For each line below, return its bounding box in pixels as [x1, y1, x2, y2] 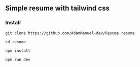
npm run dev [5, 57, 30, 62]
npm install [5, 48, 30, 53]
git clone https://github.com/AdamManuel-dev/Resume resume [5, 30, 135, 36]
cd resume [5, 39, 26, 44]
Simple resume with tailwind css [5, 4, 110, 13]
